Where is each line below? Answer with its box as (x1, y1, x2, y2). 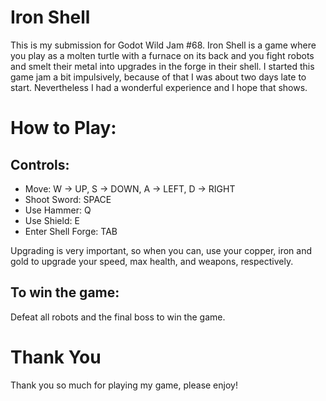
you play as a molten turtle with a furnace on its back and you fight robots (10, 49, 315, 61)
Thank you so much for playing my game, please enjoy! (10, 379, 238, 391)
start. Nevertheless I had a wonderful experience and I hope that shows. (10, 81, 308, 93)
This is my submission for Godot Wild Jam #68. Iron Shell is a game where (10, 39, 317, 51)
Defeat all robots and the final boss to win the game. (10, 311, 226, 323)
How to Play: (10, 117, 117, 140)
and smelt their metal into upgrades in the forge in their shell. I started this (10, 60, 315, 72)
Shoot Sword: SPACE (24, 193, 112, 205)
